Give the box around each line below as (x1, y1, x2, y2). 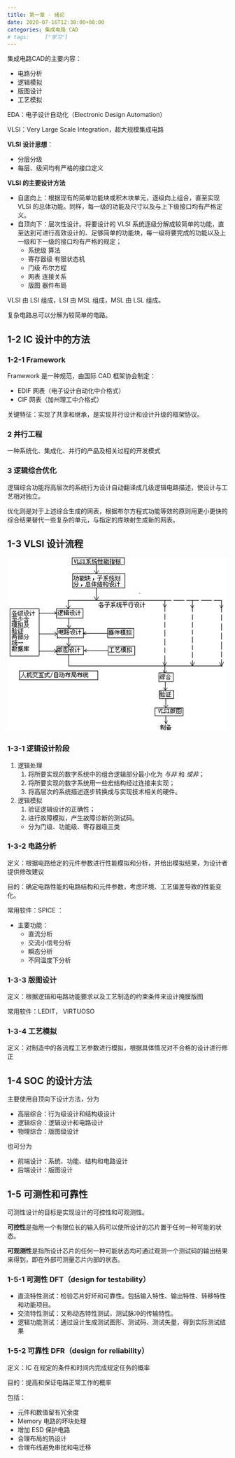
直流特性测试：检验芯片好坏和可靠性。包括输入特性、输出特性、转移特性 (17, 1292, 226, 1300)
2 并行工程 (7, 429, 43, 439)
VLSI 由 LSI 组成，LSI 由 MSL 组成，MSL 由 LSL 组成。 (7, 296, 164, 305)
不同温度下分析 (27, 956, 71, 964)
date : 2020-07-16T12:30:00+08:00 (7, 18, 105, 26)
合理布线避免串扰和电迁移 (17, 1443, 92, 1451)
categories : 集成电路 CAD (7, 26, 79, 33)
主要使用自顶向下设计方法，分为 (7, 1095, 99, 1103)
